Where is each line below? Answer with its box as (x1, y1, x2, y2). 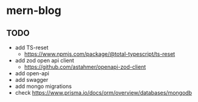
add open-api (15, 70, 50, 76)
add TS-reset (15, 44, 49, 51)
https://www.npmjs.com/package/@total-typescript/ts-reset (24, 50, 176, 58)
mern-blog (6, 4, 62, 18)
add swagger (15, 76, 49, 83)
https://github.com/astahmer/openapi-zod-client (24, 63, 146, 70)
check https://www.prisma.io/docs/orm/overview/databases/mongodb (15, 89, 193, 96)
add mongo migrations (15, 83, 72, 90)
